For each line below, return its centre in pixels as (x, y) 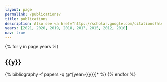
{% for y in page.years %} (32, 47)
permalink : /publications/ (33, 14)
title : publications (27, 19)
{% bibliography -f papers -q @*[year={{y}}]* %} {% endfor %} (71, 74)
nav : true (15, 33)
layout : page (19, 10)
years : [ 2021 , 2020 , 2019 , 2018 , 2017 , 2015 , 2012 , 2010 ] (67, 28)
